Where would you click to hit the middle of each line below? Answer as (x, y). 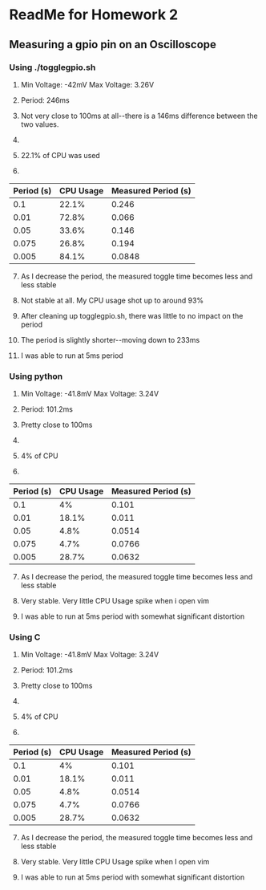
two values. (40, 124)
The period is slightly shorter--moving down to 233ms (110, 339)
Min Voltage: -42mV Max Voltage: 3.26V (87, 84)
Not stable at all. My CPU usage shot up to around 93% (112, 300)
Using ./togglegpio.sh (52, 67)
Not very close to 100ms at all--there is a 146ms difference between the (139, 116)
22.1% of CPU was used (60, 155)
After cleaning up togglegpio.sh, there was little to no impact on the (132, 315)
